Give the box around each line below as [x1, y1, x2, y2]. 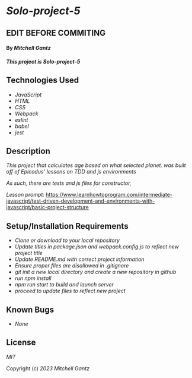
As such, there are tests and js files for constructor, [6, 179, 132, 187]
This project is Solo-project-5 [6, 58, 81, 65]
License [6, 338, 36, 348]
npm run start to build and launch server [14, 281, 114, 288]
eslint [14, 116, 28, 123]
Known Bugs [6, 304, 55, 314]
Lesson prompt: [6, 191, 44, 199]
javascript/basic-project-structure [6, 204, 89, 211]
